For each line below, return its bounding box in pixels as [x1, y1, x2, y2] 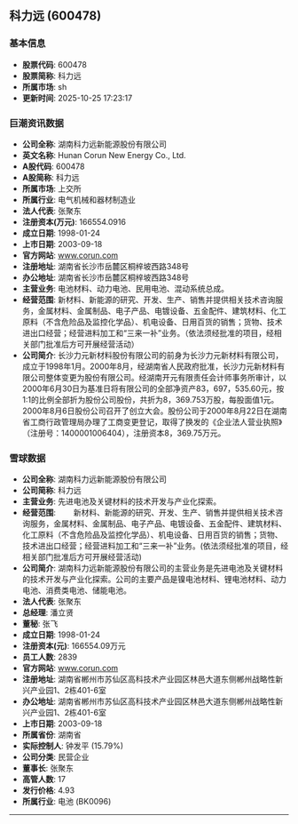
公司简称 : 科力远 [21, 485, 82, 496]
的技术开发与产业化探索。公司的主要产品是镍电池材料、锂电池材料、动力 [21, 574, 286, 585]
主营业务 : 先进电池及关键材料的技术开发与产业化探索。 [21, 496, 222, 507]
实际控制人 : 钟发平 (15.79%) [21, 740, 124, 751]
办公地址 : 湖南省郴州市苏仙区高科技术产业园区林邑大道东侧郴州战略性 [21, 696, 276, 707]
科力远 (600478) [9, 8, 102, 24]
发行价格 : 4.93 [21, 785, 75, 796]
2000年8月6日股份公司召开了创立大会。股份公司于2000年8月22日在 [21, 405, 272, 416]
